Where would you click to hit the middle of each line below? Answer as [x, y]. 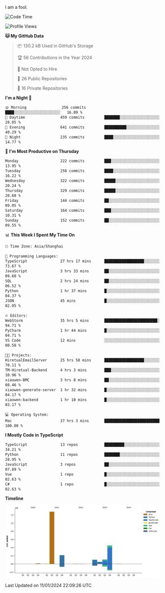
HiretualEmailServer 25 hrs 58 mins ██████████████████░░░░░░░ [82, 360]
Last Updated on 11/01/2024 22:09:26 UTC [49, 585]
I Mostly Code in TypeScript [34, 435]
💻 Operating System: [27, 415]
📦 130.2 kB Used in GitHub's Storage [55, 46]
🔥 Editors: [16, 316]
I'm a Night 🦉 [18, 98]
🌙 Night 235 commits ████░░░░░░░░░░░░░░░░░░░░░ [82, 137]
